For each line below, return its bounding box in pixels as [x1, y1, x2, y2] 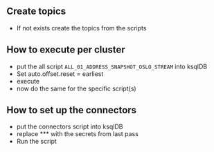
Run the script [16, 137, 57, 146]
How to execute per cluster [6, 44, 125, 56]
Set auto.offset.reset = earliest [16, 69, 104, 78]
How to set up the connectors [6, 104, 136, 116]
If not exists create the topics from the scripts [16, 23, 147, 32]
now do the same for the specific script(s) [16, 84, 136, 93]
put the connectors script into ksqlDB [16, 122, 123, 131]
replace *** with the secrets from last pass [16, 130, 139, 138]
